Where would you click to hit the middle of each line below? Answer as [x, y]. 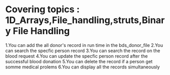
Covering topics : [42, 9]
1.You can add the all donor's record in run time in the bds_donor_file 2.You [84, 45]
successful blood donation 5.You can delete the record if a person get [79, 61]
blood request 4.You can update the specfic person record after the [77, 56]
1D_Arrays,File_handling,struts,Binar [85, 20]
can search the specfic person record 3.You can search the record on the [83, 51]
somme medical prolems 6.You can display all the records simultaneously [83, 67]
